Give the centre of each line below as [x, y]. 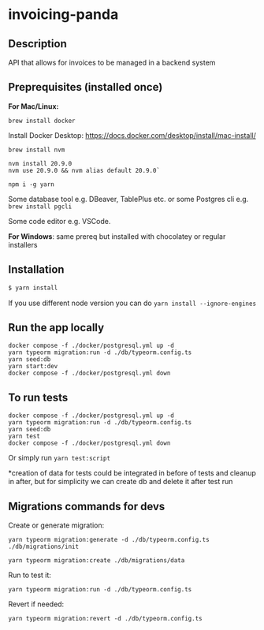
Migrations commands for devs [87, 506]
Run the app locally [56, 328]
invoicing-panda [63, 15]
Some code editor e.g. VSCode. [59, 221]
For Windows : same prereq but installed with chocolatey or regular [117, 236]
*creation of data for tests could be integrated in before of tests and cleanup [132, 473]
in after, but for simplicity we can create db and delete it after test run [121, 482]
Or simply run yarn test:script [59, 458]
